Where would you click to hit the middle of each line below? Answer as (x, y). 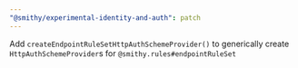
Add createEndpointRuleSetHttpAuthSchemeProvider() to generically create (149, 44)
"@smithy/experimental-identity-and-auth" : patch (105, 18)
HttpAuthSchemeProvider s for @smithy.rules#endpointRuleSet (123, 53)
